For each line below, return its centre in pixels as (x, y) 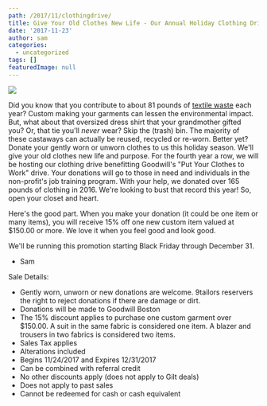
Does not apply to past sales (66, 385)
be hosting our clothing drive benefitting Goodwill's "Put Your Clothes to (126, 164)
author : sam (28, 38)
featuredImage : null (43, 68)
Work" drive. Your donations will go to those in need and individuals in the (129, 173)
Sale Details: (29, 276)
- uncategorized (42, 53)
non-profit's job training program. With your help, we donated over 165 (124, 181)
